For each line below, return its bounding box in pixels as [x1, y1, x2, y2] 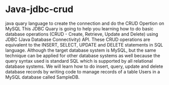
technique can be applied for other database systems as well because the [5, 52, 160, 59]
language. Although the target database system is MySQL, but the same [5, 47, 156, 53]
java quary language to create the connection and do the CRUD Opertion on [5, 20, 164, 26]
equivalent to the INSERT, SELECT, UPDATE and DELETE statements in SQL [5, 41, 163, 48]
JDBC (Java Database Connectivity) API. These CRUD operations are [5, 36, 150, 42]
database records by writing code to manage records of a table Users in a [5, 68, 160, 74]
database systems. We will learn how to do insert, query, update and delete [5, 63, 163, 69]
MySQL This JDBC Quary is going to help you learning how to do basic [5, 25, 154, 31]
